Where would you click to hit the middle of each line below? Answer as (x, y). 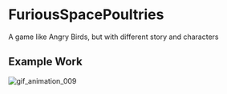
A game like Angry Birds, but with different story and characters (113, 37)
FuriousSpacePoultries (86, 15)
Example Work (45, 62)
